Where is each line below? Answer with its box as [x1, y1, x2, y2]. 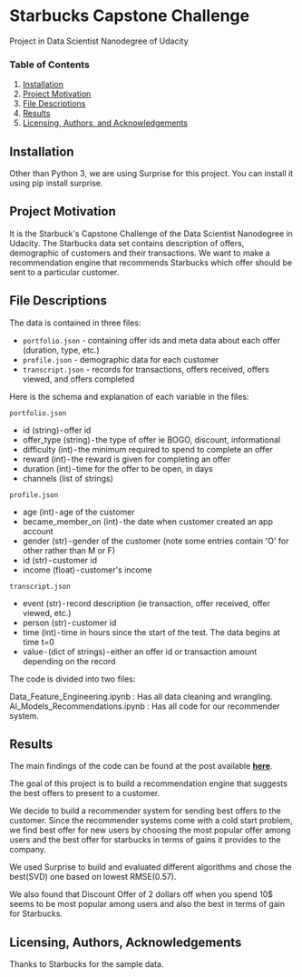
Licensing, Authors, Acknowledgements [9, 934, 242, 950]
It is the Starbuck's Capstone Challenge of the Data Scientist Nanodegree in [9, 228, 293, 239]
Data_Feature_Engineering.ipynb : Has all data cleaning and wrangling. [9, 691, 274, 702]
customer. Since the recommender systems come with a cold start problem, [9, 815, 293, 826]
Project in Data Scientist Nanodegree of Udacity [9, 35, 189, 46]
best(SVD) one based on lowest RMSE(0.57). [9, 872, 177, 882]
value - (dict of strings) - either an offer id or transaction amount [22, 646, 258, 657]
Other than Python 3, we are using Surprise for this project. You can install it [9, 168, 293, 179]
